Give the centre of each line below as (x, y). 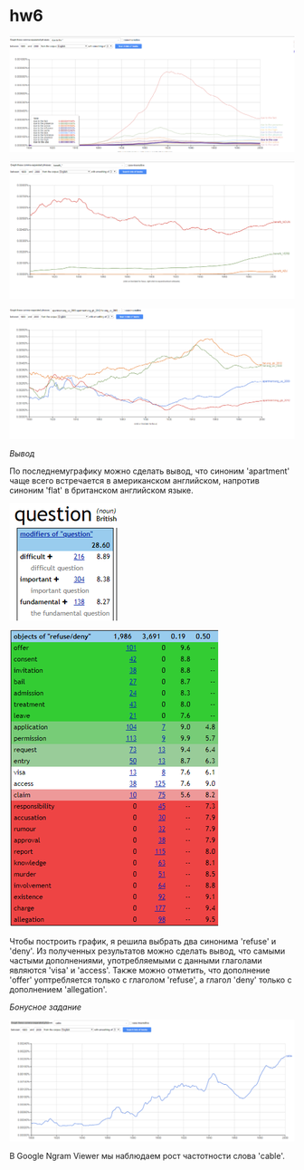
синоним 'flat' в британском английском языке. (101, 491)
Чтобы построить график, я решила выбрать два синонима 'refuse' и (143, 942)
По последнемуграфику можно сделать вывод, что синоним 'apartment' (150, 471)
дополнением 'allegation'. (58, 990)
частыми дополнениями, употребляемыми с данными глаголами (136, 961)
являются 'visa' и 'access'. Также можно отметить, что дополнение (140, 971)
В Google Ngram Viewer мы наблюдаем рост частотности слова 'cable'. (147, 1156)
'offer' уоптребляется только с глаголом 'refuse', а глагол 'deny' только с (151, 980)
